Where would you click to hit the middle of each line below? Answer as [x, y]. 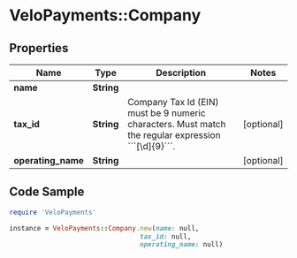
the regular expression [174, 135]
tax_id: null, [166, 236]
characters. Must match [177, 124]
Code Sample [47, 192]
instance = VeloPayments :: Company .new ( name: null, [104, 228]
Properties [39, 48]
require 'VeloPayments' [53, 212]
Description [181, 73]
